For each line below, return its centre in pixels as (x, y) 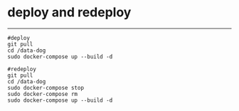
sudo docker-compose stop (46, 88)
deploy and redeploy (69, 12)
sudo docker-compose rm (43, 94)
